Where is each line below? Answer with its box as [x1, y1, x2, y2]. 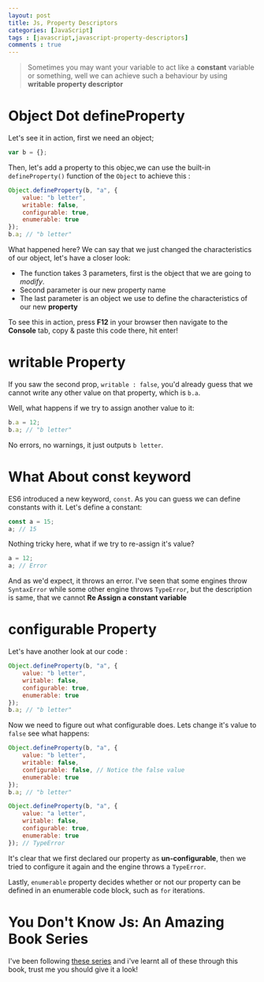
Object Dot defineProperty [8, 107, 185, 125]
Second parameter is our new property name [19, 285, 166, 295]
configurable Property [8, 621, 158, 638]
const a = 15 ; [8, 517, 55, 525]
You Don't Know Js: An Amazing [8, 913, 225, 931]
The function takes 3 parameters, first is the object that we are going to [19, 269, 251, 278]
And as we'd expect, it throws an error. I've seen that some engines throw [8, 576, 247, 585]
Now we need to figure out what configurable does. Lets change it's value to [8, 721, 257, 730]
